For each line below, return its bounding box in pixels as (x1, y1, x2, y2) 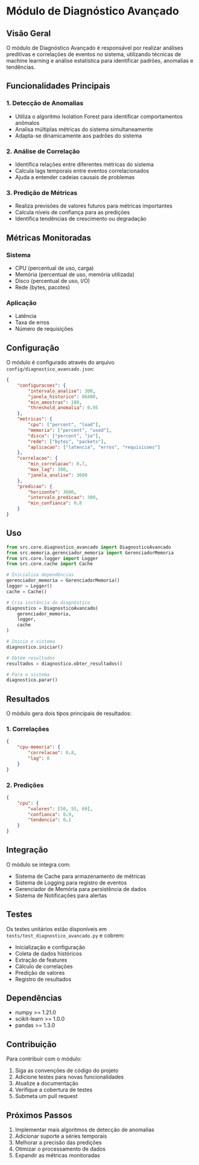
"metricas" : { (17, 416, 52, 422)
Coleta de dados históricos (14, 950, 83, 957)
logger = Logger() (6, 583, 52, 589)
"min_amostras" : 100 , (28, 399, 83, 405)
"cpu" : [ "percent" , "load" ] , (28, 422, 101, 428)
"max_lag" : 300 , (28, 466, 69, 473)
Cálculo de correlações (14, 962, 74, 970)
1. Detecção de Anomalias (6, 99, 84, 107)
